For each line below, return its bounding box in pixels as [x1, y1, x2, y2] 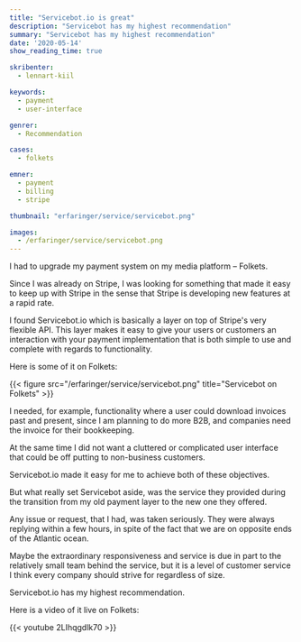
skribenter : [9, 63, 54, 72]
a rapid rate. [9, 298, 55, 308]
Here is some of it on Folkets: [9, 362, 118, 372]
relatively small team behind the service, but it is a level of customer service [9, 560, 291, 571]
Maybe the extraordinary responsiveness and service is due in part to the [9, 551, 282, 562]
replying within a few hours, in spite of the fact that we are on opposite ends [9, 524, 293, 535]
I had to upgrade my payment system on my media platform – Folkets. [9, 261, 269, 271]
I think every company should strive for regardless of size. [9, 570, 225, 581]
